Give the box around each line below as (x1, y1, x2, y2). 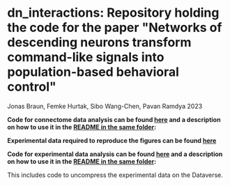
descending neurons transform (7, 35, 192, 50)
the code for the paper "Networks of (7, 20, 222, 36)
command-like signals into (7, 49, 165, 65)
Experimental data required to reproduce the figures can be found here (7, 136, 217, 144)
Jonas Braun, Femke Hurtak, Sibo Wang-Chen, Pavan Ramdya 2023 (7, 102, 203, 110)
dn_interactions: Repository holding (7, 5, 220, 21)
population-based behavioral (7, 64, 180, 80)
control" (7, 79, 57, 95)
